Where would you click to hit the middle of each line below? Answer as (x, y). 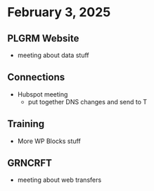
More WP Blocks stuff (49, 141)
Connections (36, 77)
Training (26, 124)
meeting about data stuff (53, 55)
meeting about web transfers (59, 180)
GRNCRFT (30, 163)
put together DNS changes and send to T (88, 101)
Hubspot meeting (43, 94)
